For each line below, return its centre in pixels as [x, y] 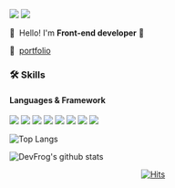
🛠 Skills [27, 75]
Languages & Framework [58, 99]
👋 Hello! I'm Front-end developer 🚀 [77, 33]
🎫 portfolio [31, 51]
